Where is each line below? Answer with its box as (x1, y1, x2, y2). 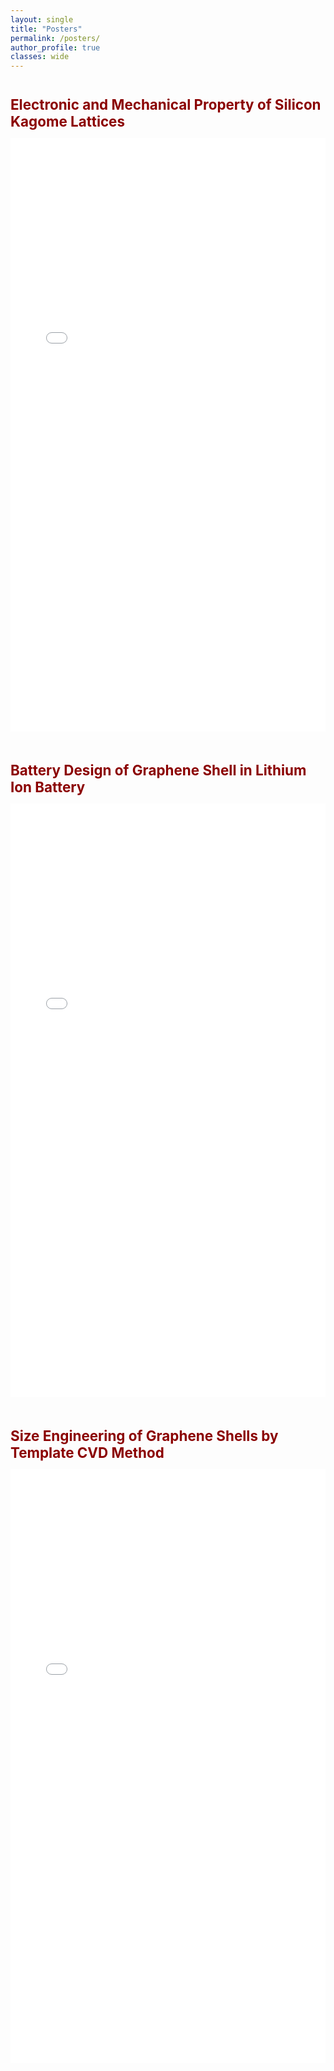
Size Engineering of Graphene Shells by (10, 1426, 279, 1445)
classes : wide (10, 52, 70, 62)
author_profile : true (10, 42, 101, 53)
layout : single (10, 14, 74, 25)
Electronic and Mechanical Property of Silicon (10, 96, 322, 114)
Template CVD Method (10, 1443, 165, 1461)
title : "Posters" (10, 24, 83, 34)
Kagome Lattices (10, 112, 125, 131)
